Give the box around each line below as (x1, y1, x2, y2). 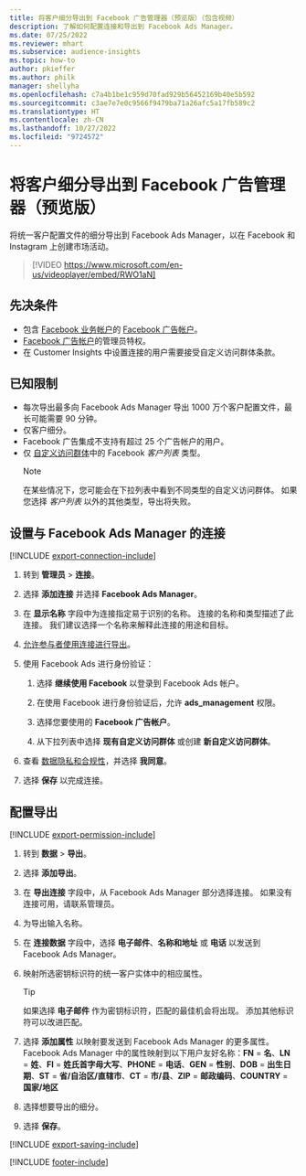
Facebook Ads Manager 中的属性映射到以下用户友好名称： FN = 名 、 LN (22, 1048, 290, 1059)
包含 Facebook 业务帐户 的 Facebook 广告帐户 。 (22, 324, 203, 335)
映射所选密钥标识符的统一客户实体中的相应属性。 (22, 968, 207, 979)
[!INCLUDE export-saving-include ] (9, 1139, 139, 1150)
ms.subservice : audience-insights (9, 48, 142, 57)
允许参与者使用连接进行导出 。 (22, 639, 135, 650)
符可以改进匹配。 (22, 1017, 88, 1028)
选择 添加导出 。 (22, 868, 82, 879)
